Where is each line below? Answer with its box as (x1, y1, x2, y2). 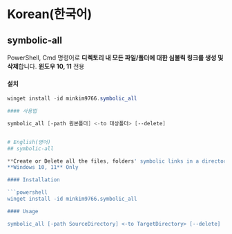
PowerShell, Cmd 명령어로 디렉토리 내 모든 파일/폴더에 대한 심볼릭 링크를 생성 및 (7, 53, 224, 62)
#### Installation (7, 177, 60, 183)
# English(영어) (7, 138, 51, 145)
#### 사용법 (7, 108, 37, 115)
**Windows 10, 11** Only (7, 164, 79, 171)
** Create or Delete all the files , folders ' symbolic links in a (7, 157, 199, 165)
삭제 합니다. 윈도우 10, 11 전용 (7, 62, 85, 70)
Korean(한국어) (7, 6, 92, 22)
